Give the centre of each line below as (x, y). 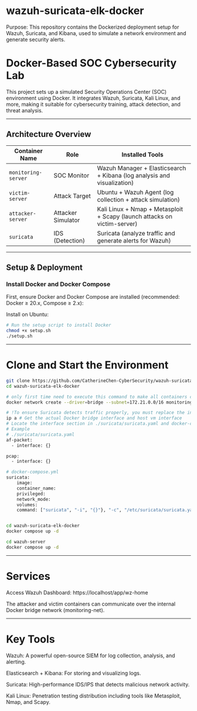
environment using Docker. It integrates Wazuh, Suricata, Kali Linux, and (93, 98)
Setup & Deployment (45, 268)
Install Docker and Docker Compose (58, 284)
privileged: (31, 494)
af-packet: (19, 440)
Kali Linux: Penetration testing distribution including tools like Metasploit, (94, 696)
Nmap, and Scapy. (28, 702)
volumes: (27, 505)
